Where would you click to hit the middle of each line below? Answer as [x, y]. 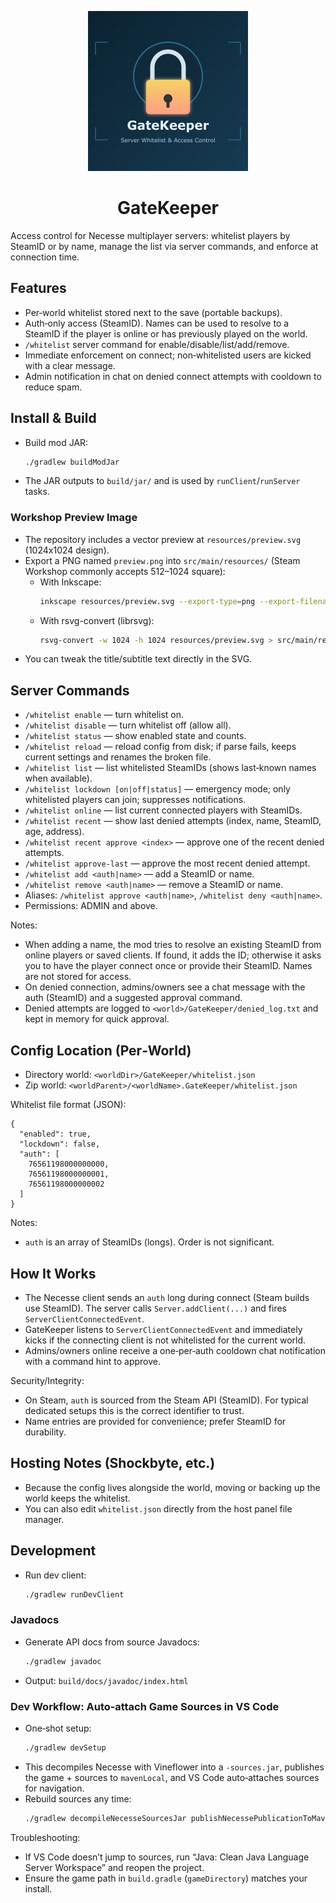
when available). [58, 778]
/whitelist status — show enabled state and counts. [135, 736]
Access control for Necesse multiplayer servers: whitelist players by [150, 235]
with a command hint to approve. [92, 1361]
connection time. [45, 257]
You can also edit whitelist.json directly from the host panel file [158, 1508]
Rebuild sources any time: [78, 1798]
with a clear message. [70, 365]
